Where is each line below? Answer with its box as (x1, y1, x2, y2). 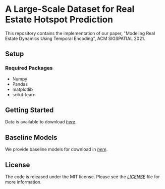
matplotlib (12, 86, 33, 92)
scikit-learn (12, 91, 36, 97)
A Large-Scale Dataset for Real (5, 3, 135, 15)
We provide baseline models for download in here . (5, 147, 108, 152)
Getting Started (5, 106, 54, 114)
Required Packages (5, 65, 53, 72)
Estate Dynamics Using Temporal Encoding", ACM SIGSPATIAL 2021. (5, 36, 145, 41)
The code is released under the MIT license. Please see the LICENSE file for (5, 174, 160, 180)
